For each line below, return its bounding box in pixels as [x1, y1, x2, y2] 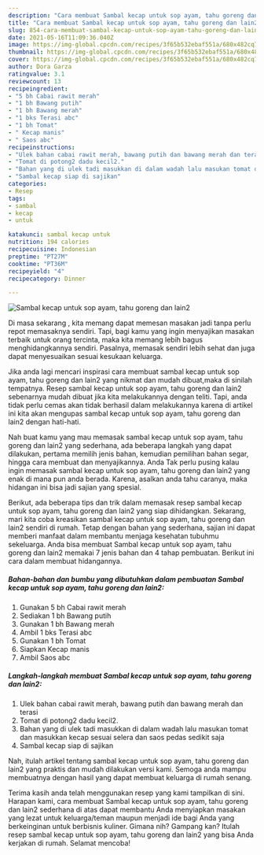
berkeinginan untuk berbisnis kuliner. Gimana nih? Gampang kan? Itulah [8, 822, 240, 831]
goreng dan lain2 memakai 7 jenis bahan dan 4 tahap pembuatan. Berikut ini [8, 548, 255, 557]
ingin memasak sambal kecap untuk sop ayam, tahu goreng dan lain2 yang [8, 466, 251, 476]
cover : [8, 56, 30, 64]
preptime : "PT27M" [8, 253, 68, 261]
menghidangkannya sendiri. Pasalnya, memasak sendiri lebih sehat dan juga [8, 343, 255, 353]
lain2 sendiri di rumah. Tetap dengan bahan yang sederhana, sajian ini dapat [8, 523, 255, 532]
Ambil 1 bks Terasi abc [19, 627, 93, 638]
